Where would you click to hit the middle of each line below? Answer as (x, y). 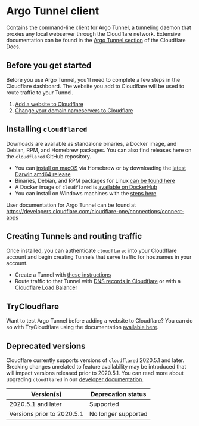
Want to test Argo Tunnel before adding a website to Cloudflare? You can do (99, 321)
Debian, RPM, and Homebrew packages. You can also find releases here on (99, 150)
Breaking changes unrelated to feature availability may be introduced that (96, 367)
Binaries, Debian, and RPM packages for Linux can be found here (95, 180)
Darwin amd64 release (43, 174)
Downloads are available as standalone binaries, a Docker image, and (91, 143)
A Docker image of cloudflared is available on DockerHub (86, 187)
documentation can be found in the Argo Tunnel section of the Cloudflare (96, 40)
